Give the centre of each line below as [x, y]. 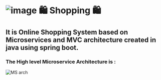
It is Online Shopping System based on [67, 32]
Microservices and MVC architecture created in [81, 40]
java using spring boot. [42, 48]
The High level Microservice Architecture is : [61, 62]
